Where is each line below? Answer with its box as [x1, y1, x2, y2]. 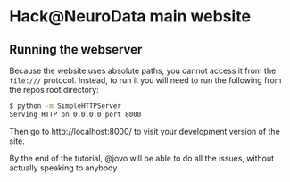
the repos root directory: [9, 85, 100, 95]
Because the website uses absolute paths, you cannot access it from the [9, 65, 277, 76]
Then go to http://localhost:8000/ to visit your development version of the [9, 126, 281, 136]
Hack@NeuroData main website [9, 6, 252, 27]
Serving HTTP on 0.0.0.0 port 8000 [9, 110, 142, 119]
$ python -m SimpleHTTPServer [9, 102, 122, 111]
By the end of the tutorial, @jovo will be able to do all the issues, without [9, 153, 275, 163]
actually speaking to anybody [9, 162, 118, 173]
